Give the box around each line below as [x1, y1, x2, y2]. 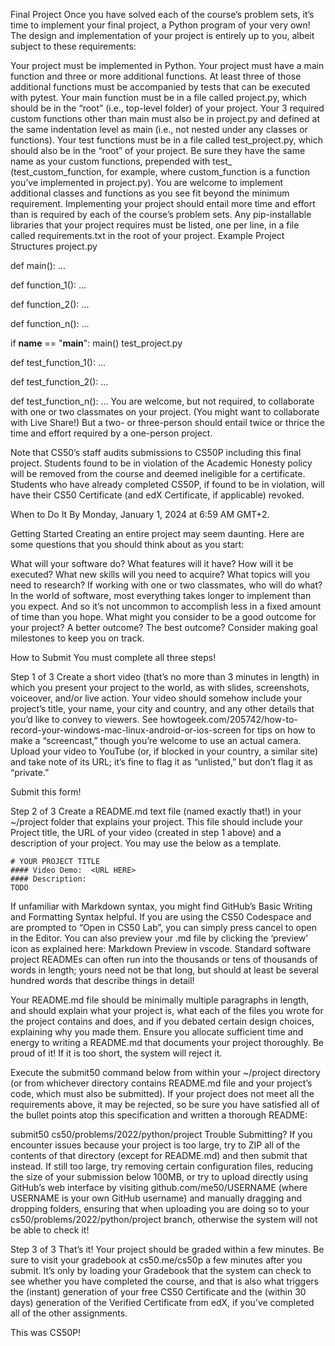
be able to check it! [10, 1224, 90, 1236]
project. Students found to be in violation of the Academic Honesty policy [10, 457, 313, 469]
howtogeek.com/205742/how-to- [159, 714, 298, 725]
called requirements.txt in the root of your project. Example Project [10, 230, 285, 241]
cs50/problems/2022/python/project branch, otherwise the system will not [10, 1214, 318, 1225]
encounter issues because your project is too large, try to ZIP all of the [10, 1139, 301, 1151]
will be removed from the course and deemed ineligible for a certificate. [10, 468, 306, 479]
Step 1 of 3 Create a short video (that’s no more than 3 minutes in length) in [10, 671, 320, 683]
